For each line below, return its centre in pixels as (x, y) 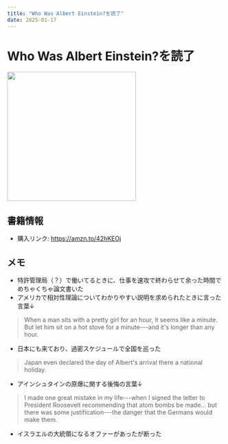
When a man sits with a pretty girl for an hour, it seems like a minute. (121, 320)
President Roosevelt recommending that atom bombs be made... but (121, 405)
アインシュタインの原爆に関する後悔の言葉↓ (80, 384)
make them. (41, 420)
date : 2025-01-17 (32, 20)
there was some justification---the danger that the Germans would (118, 412)
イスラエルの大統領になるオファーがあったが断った (89, 434)
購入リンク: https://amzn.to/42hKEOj (69, 239)
